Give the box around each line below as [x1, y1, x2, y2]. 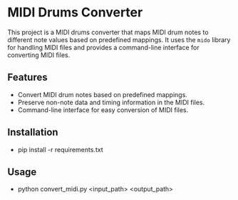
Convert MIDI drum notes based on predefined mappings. [17, 90, 187, 99]
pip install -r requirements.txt [17, 145, 103, 154]
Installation [7, 126, 58, 139]
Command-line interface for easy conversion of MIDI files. [17, 105, 189, 114]
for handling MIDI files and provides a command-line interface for [7, 43, 200, 51]
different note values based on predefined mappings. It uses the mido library [7, 35, 231, 44]
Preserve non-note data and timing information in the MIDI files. [17, 98, 205, 106]
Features [7, 71, 48, 84]
